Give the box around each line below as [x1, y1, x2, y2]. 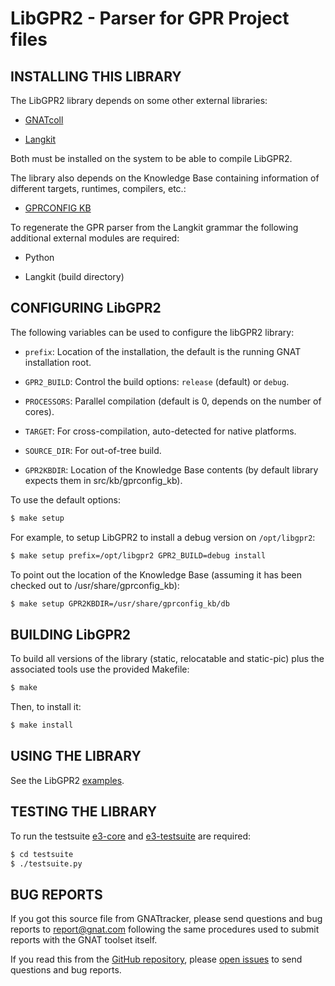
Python [24, 252, 55, 263]
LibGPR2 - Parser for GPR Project [10, 7, 290, 30]
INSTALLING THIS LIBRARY [10, 68, 182, 85]
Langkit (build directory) [24, 271, 125, 282]
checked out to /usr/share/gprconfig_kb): [10, 579, 180, 591]
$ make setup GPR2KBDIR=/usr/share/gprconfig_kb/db [10, 598, 230, 609]
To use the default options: [10, 493, 121, 506]
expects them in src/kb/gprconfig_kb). [24, 474, 183, 486]
